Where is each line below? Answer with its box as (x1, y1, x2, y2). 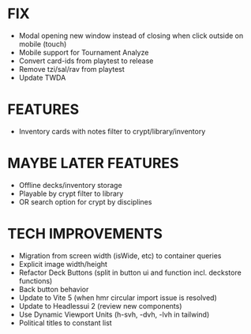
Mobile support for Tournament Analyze (18, 47, 149, 57)
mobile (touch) (18, 39, 67, 48)
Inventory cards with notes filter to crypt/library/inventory (18, 126, 206, 136)
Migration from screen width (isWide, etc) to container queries (18, 250, 222, 261)
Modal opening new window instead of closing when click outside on (18, 31, 244, 40)
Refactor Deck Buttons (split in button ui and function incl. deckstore (18, 268, 242, 277)
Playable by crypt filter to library (18, 189, 124, 198)
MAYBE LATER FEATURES (7, 155, 179, 172)
